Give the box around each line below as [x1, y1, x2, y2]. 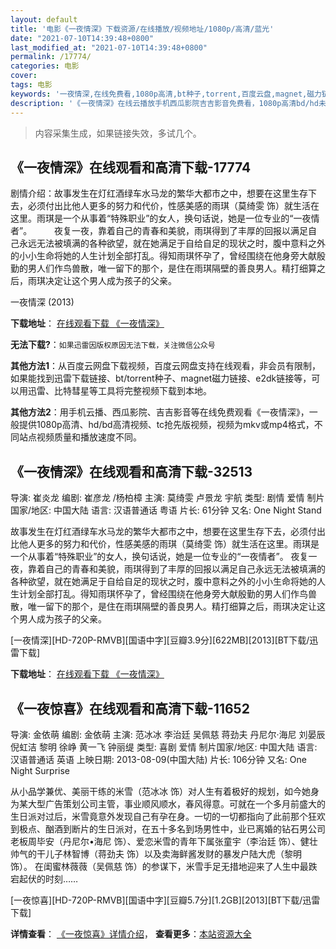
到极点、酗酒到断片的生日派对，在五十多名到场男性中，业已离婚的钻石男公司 [10, 822, 326, 835]
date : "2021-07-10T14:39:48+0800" [10, 33, 155, 43]
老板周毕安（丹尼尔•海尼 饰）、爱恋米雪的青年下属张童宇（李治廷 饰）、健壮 [10, 835, 318, 847]
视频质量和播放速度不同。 [36, 431, 142, 443]
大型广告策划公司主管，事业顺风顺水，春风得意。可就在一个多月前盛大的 [27, 797, 326, 810]
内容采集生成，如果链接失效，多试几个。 [34, 127, 202, 139]
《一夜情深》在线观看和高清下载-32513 [10, 463, 253, 480]
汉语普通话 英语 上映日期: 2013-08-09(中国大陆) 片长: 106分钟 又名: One [10, 753, 307, 765]
